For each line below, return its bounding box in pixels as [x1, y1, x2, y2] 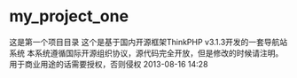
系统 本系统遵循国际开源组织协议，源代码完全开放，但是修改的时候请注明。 [9, 47, 284, 58]
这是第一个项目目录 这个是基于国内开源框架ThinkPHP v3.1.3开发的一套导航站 [9, 36, 288, 47]
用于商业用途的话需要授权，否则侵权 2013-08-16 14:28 [9, 58, 208, 69]
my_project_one [9, 6, 129, 27]
